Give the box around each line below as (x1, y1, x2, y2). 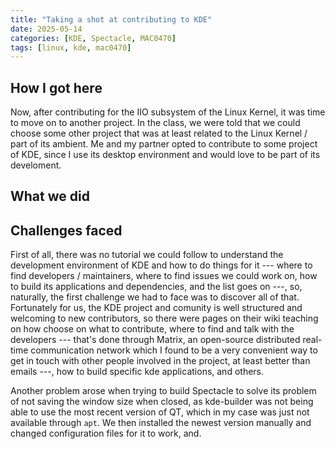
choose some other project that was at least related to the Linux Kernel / (10, 127, 308, 140)
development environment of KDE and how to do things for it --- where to (10, 259, 313, 271)
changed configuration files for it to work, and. (10, 427, 202, 440)
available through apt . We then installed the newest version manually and (10, 417, 312, 429)
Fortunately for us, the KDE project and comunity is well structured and (10, 302, 303, 314)
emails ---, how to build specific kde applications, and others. (10, 366, 265, 378)
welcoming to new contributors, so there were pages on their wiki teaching (10, 312, 319, 325)
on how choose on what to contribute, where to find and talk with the (10, 323, 295, 335)
